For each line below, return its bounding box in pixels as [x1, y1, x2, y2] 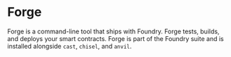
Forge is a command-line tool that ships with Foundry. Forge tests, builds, [7, 27, 220, 35]
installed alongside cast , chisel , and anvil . [7, 42, 132, 50]
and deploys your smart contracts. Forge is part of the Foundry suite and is [7, 34, 224, 42]
